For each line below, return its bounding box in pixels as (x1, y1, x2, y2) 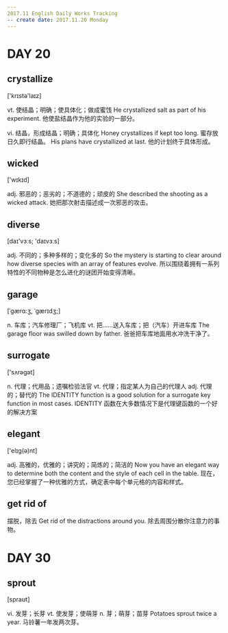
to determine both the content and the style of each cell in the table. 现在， (7, 469, 219, 477)
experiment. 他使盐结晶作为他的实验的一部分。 (7, 114, 139, 122)
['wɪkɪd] (7, 176, 29, 184)
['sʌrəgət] (7, 368, 36, 376)
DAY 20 (7, 46, 51, 62)
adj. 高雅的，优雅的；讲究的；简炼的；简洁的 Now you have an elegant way (7, 460, 220, 468)
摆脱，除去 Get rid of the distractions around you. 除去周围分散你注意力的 (7, 517, 214, 525)
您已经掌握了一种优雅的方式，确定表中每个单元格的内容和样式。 (7, 477, 187, 486)
